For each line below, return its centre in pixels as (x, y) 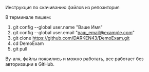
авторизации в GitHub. (30, 64)
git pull (20, 49)
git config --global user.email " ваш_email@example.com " (74, 32)
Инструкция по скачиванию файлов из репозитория (62, 7)
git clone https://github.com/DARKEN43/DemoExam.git (71, 38)
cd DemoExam (28, 43)
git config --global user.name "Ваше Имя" (58, 27)
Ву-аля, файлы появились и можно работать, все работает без (74, 59)
